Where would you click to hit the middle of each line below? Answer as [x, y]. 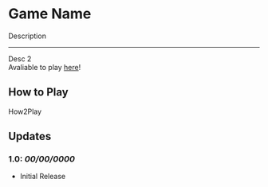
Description [27, 36]
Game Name [50, 14]
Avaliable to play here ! [45, 67]
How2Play [25, 111]
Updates [30, 136]
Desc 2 [20, 58]
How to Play [39, 92]
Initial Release [43, 177]
